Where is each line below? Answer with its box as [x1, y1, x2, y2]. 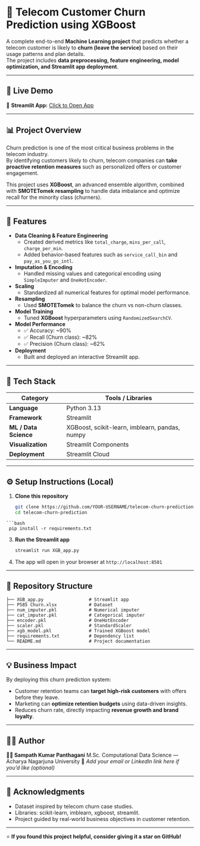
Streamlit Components [66, 441, 129, 449]
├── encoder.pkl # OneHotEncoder [6, 617, 129, 624]
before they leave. [14, 694, 60, 701]
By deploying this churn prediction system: [6, 676, 111, 683]
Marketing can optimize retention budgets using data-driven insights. [14, 700, 187, 707]
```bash [6, 520, 26, 526]
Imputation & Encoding [14, 264, 73, 271]
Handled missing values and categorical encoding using [23, 270, 162, 277]
